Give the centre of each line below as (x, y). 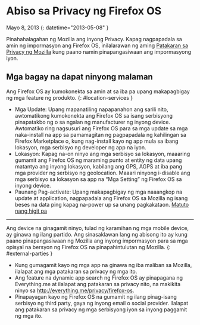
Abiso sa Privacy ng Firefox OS (84, 11)
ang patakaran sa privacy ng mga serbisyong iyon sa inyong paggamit (101, 309)
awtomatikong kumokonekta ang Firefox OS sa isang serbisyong (93, 115)
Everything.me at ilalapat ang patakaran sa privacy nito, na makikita (98, 284)
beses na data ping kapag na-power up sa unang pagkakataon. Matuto (102, 204)
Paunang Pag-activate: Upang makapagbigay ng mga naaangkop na (99, 192)
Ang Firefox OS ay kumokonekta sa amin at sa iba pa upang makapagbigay (98, 91)
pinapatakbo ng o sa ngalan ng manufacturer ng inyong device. (93, 122)
